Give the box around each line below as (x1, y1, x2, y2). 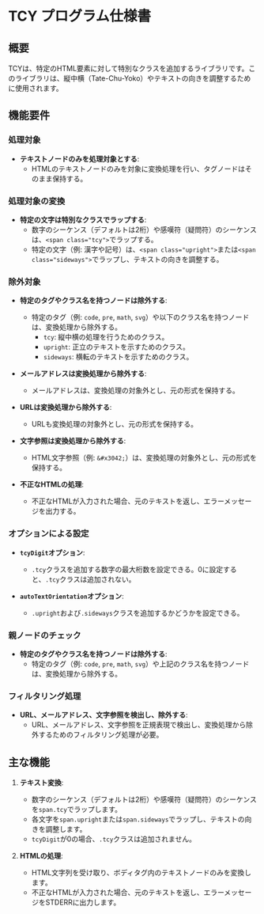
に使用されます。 (8, 84, 63, 93)
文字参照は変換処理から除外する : (19, 436, 126, 446)
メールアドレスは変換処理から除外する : (19, 369, 147, 378)
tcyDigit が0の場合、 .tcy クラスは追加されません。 (31, 834, 196, 844)
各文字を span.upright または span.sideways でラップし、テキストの (31, 814, 245, 824)
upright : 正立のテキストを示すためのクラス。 (43, 342, 190, 352)
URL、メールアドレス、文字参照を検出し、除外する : (19, 710, 188, 720)
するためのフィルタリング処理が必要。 (38, 730, 164, 740)
